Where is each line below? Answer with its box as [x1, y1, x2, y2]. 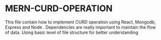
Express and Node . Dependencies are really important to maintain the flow [5, 24, 156, 30]
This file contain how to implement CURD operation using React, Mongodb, [5, 19, 156, 25]
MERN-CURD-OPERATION [5, 3, 113, 14]
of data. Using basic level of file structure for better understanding [5, 29, 139, 35]
